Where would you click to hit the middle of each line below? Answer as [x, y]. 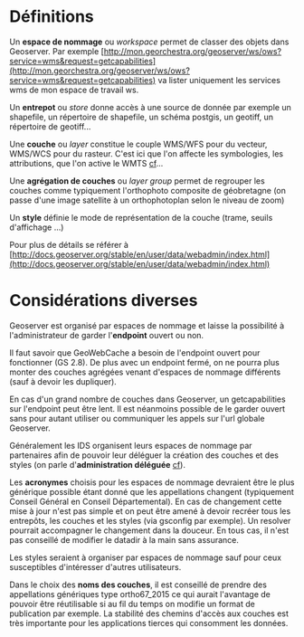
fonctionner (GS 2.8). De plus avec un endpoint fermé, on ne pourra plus [145, 362]
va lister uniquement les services [219, 80]
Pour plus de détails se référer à [69, 244]
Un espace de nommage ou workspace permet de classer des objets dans [149, 42]
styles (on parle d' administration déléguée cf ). [97, 464]
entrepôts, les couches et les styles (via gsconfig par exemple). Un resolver [150, 520]
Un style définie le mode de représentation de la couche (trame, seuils [141, 217]
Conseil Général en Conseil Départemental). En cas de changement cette [146, 501]
